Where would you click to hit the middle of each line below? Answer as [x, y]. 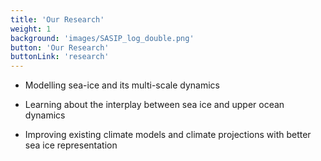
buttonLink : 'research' [60, 57]
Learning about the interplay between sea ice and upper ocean [154, 105]
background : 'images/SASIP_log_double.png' [102, 38]
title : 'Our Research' [57, 19]
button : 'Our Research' [60, 47]
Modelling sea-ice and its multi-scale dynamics [122, 85]
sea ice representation [71, 145]
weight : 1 [31, 29]
